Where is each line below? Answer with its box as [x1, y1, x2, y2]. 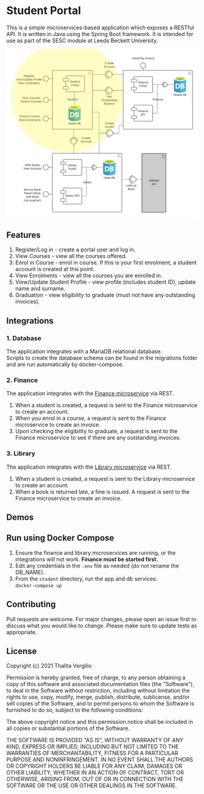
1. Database [6, 334, 41, 342]
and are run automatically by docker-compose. [6, 361, 124, 368]
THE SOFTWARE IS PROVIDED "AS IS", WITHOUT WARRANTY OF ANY [6, 737, 184, 744]
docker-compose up [15, 582, 62, 589]
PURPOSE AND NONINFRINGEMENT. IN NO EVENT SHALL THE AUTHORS [6, 756, 194, 763]
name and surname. [15, 285, 66, 292]
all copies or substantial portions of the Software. [6, 724, 130, 732]
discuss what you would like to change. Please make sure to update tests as [6, 622, 197, 629]
